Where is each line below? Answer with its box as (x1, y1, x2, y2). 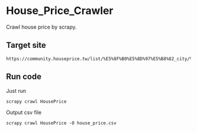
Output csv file (6, 109, 42, 116)
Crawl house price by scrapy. (6, 23, 77, 30)
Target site (6, 40, 46, 50)
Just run (6, 87, 26, 94)
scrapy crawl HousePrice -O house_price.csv (6, 120, 117, 126)
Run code (6, 72, 42, 82)
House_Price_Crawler (6, 4, 114, 18)
